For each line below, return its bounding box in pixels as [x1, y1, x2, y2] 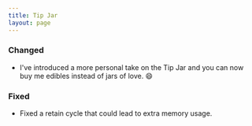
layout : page [8, 19, 51, 27]
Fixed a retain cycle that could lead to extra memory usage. [19, 109, 213, 118]
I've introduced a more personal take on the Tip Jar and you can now [19, 62, 244, 72]
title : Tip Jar [8, 11, 58, 20]
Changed [8, 45, 45, 56]
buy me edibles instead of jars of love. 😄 [19, 71, 154, 80]
